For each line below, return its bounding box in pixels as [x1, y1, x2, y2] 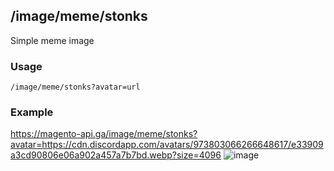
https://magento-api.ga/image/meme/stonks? [10, 128, 198, 140]
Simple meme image [10, 34, 95, 46]
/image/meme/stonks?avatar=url [10, 82, 141, 93]
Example [10, 105, 54, 119]
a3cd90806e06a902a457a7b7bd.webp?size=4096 [10, 149, 222, 161]
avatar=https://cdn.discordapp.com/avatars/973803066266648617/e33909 [10, 139, 324, 151]
